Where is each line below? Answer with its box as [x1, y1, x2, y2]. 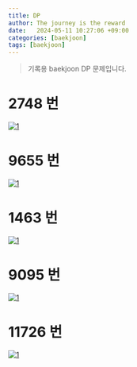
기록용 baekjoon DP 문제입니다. [27, 64, 127, 74]
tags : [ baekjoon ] [8, 41, 66, 49]
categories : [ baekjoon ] [8, 33, 87, 42]
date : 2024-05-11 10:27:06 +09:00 [8, 26, 129, 34]
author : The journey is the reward [8, 19, 126, 27]
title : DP [8, 11, 41, 20]
